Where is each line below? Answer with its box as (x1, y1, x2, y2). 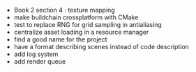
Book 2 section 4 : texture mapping (13, 6, 115, 14)
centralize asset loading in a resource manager (13, 28, 149, 36)
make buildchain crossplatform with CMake (13, 13, 139, 21)
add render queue (13, 57, 66, 65)
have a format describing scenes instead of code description (13, 43, 190, 51)
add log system (13, 50, 59, 58)
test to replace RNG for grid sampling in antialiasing (13, 21, 162, 28)
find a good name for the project (13, 35, 107, 44)
